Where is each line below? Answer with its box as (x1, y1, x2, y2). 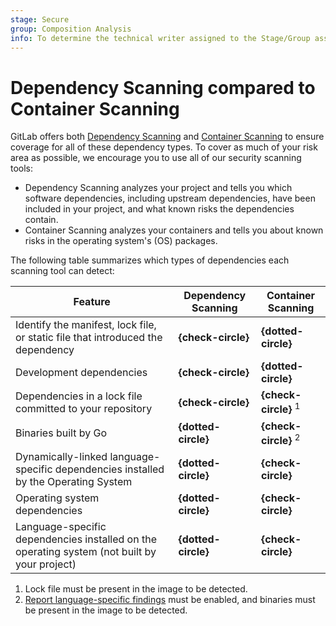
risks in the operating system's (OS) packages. (24, 235, 218, 247)
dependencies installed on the (15, 532, 157, 546)
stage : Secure (10, 14, 70, 25)
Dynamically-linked (15, 449, 108, 463)
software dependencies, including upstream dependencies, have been (24, 192, 316, 205)
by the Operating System (15, 474, 133, 488)
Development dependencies (15, 366, 148, 380)
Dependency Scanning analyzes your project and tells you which (24, 182, 293, 194)
